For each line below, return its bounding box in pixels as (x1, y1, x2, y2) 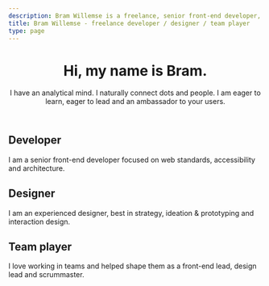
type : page (8, 27, 45, 35)
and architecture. (8, 163, 65, 173)
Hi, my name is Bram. (63, 61, 208, 80)
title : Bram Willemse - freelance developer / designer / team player (8, 19, 250, 27)
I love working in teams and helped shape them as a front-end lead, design (8, 261, 257, 271)
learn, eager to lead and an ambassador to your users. (45, 97, 226, 106)
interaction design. (8, 217, 71, 226)
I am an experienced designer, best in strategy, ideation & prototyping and (8, 208, 255, 218)
